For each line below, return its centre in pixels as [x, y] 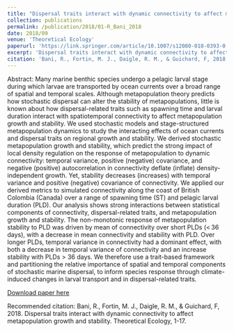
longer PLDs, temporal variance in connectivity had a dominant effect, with [114, 242]
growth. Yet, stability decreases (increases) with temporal [128, 175]
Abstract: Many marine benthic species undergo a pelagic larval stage [108, 79]
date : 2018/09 [28, 33]
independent [25, 175]
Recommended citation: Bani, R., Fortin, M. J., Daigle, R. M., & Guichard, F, [114, 306]
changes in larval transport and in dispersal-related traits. [115, 279]
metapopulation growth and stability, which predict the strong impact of [110, 145]
